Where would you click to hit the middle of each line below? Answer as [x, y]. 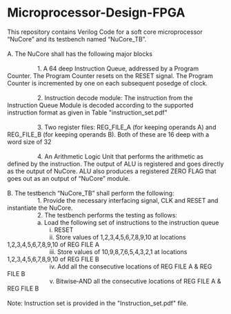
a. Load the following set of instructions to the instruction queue [128, 222]
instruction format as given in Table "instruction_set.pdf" [87, 112]
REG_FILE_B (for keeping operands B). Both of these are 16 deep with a [108, 134]
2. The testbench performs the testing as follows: [108, 215]
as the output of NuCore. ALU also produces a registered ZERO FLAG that [112, 171]
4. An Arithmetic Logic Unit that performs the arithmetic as [120, 156]
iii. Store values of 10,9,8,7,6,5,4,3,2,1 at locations [118, 252]
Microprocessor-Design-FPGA [96, 13]
